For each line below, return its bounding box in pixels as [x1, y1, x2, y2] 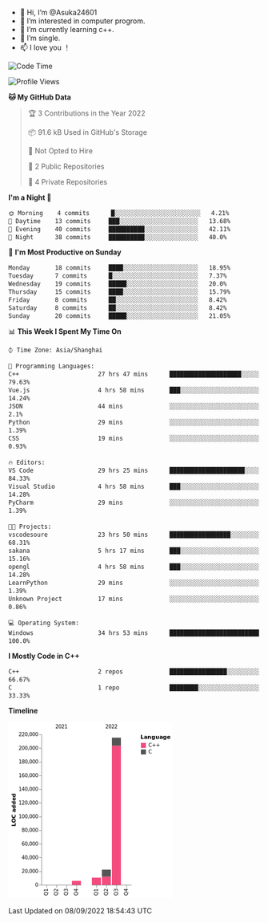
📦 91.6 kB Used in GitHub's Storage [27, 128, 148, 136]
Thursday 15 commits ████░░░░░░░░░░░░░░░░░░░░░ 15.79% [8, 288, 230, 296]
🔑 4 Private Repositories [27, 177, 108, 186]
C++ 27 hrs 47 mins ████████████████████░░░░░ [8, 370, 260, 378]
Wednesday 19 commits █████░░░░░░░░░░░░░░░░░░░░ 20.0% [8, 280, 227, 288]
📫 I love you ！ [19, 43, 70, 52]
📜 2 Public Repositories [27, 161, 105, 171]
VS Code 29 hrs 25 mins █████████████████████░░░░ [8, 466, 260, 474]
